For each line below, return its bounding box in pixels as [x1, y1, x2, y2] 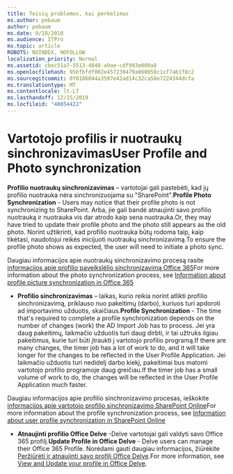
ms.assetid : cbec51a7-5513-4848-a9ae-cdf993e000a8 [7, 62, 157, 69]
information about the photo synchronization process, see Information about [7, 271, 226, 279]
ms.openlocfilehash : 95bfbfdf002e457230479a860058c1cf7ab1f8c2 [7, 68, 195, 75]
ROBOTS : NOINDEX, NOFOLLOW [7, 49, 86, 56]
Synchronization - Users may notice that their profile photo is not [7, 198, 196, 206]
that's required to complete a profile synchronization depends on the [17, 314, 215, 322]
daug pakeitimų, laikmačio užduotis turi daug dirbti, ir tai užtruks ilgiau [17, 329, 218, 337]
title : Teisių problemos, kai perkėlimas [7, 10, 129, 17]
